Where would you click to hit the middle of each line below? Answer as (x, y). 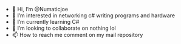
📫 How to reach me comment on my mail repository (77, 35)
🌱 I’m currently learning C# (46, 22)
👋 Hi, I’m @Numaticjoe (40, 9)
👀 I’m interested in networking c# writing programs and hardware (94, 15)
